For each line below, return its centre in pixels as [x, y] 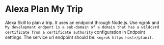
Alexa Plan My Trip [44, 9]
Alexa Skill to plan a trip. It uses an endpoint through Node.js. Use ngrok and [82, 22]
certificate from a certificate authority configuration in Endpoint [75, 32]
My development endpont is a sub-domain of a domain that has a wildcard [82, 27]
